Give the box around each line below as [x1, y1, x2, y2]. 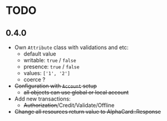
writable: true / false [23, 57, 76, 64]
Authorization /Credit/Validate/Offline [23, 102, 115, 109]
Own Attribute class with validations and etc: [14, 44, 129, 51]
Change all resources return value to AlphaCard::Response [14, 108, 162, 115]
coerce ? [23, 76, 46, 83]
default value [23, 50, 57, 57]
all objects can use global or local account [23, 89, 129, 96]
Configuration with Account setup [14, 82, 97, 90]
